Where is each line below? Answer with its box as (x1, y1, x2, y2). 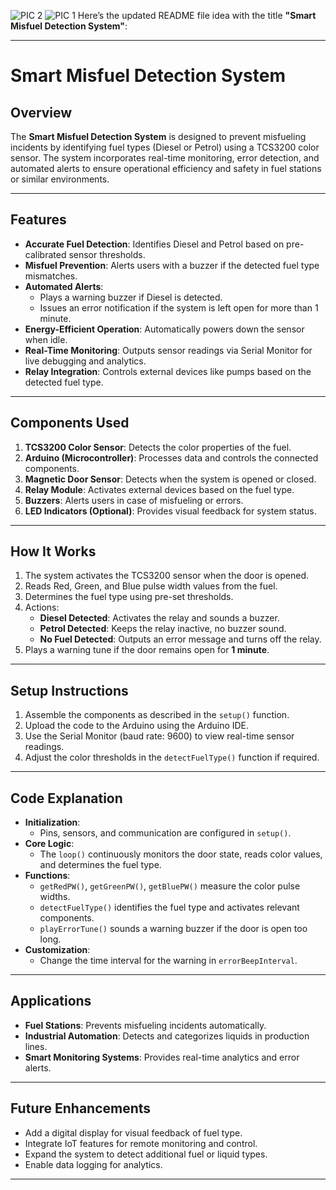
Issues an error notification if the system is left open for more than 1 (39, 301, 319, 314)
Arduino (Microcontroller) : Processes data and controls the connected (24, 451, 319, 464)
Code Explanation (10, 790, 123, 807)
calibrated (24, 248, 67, 260)
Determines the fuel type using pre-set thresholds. (24, 591, 234, 603)
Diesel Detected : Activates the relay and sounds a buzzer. (39, 612, 280, 624)
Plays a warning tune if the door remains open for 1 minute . (24, 644, 270, 656)
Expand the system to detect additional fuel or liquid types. (24, 1148, 268, 1160)
